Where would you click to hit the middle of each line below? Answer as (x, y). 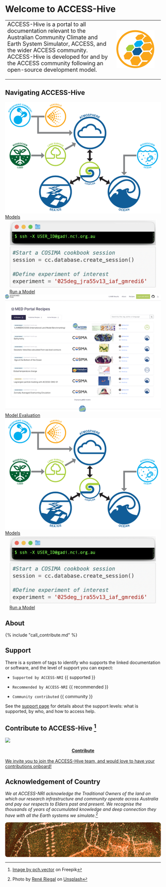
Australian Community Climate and (52, 37)
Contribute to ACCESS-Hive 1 (51, 728)
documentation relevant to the (46, 31)
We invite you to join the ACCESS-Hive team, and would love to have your (80, 761)
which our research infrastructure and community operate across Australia (82, 799)
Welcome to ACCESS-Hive (61, 9)
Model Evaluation (23, 415)
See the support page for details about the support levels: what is (72, 706)
